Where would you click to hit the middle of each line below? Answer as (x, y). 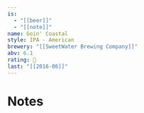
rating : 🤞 (22, 60)
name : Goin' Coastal (38, 34)
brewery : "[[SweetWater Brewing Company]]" (73, 47)
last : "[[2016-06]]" (38, 66)
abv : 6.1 (20, 54)
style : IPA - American (41, 40)
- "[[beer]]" (33, 20)
